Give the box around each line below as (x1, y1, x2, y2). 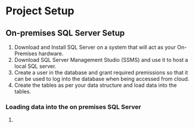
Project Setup (5, 4, 75, 18)
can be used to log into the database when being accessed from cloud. (14, 76, 190, 82)
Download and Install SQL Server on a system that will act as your (14, 43, 177, 51)
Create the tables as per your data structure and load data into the (14, 82, 177, 89)
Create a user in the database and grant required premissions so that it (14, 69, 188, 76)
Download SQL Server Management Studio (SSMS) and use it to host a (14, 57, 188, 63)
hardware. (38, 50, 64, 57)
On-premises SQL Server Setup (5, 28, 125, 38)
